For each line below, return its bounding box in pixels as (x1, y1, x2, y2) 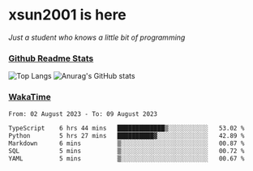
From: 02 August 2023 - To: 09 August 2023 (8, 109, 158, 118)
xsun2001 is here (8, 6, 127, 24)
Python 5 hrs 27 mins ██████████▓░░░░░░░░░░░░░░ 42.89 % (8, 132, 245, 140)
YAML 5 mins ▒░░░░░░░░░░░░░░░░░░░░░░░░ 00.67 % (8, 154, 245, 163)
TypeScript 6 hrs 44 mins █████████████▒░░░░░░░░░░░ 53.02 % (8, 124, 245, 133)
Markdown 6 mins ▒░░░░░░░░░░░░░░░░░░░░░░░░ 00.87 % (8, 139, 245, 147)
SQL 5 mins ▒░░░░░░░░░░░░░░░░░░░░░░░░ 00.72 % (8, 147, 245, 156)
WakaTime (8, 92, 51, 103)
